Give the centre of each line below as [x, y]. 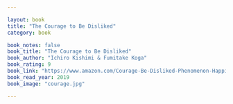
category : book [29, 33]
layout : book [26, 19]
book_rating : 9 [29, 64]
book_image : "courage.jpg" [46, 84]
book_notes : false [34, 45]
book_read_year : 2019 [38, 77]
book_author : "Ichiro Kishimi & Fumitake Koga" [77, 58]
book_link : [23, 71]
